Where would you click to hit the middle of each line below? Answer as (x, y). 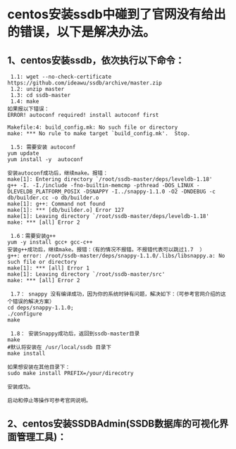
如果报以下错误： (29, 109)
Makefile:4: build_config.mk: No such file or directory (93, 127)
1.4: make (25, 101)
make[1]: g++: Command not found (56, 204)
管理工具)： (42, 437)
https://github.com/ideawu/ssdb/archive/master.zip (85, 83)
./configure (25, 314)
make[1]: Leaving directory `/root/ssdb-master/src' (86, 274)
